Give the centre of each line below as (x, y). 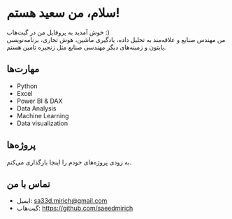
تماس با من (28, 184)
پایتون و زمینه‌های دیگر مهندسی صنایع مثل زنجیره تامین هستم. (86, 47)
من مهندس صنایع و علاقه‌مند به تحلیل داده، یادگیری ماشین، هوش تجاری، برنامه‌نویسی (116, 39)
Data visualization (42, 123)
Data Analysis (36, 108)
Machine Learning (43, 115)
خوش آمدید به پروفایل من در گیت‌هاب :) (58, 32)
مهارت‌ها (23, 69)
